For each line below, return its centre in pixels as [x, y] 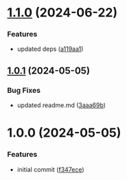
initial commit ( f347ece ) [50, 169]
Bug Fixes [24, 90]
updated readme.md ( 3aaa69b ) [61, 105]
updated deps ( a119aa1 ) [50, 49]
